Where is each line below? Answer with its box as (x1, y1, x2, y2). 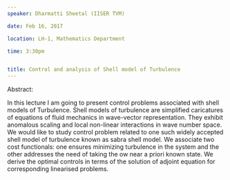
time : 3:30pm (7, 48, 45, 55)
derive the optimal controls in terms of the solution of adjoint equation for (7, 157, 215, 166)
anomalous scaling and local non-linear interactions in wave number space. (7, 120, 222, 129)
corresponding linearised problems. (7, 165, 109, 173)
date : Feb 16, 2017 (7, 22, 64, 30)
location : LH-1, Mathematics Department (7, 35, 126, 42)
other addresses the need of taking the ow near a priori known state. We (7, 150, 213, 159)
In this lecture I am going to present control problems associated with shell (7, 98, 220, 107)
